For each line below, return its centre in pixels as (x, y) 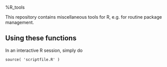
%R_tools (15, 7)
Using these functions (41, 38)
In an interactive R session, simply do (44, 50)
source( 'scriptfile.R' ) (32, 59)
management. (20, 22)
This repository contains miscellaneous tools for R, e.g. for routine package (83, 17)
